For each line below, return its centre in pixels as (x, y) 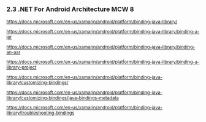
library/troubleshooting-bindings (40, 113)
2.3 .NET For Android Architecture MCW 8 (70, 9)
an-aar (13, 52)
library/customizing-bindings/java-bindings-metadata (63, 98)
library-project (21, 67)
